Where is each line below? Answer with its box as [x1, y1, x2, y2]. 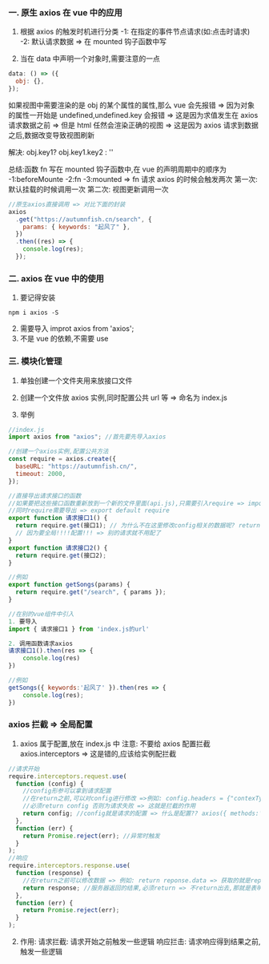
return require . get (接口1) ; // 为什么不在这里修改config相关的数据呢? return [15, 522, 260, 530]
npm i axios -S [8, 309, 59, 317]
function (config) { [15, 780, 84, 788]
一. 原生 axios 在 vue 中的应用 [8, 6, 122, 18]
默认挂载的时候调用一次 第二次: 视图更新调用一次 [8, 184, 169, 194]
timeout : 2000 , [15, 470, 66, 478]
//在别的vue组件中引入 [8, 610, 74, 618]
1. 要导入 [8, 617, 38, 626]
